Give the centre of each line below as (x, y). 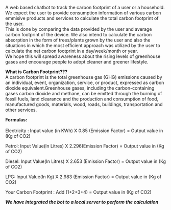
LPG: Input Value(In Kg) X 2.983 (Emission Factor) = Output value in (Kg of (83, 177)
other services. (21, 110)
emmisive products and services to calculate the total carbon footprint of (82, 18)
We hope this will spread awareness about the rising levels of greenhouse (83, 56)
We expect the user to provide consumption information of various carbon (83, 13)
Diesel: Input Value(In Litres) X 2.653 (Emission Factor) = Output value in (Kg (86, 161)
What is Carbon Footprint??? (36, 72)
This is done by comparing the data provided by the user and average (79, 29)
